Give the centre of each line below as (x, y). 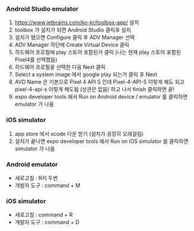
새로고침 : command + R (44, 215)
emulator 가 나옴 (34, 104)
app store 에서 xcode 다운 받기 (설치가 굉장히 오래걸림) (79, 134)
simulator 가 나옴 (35, 148)
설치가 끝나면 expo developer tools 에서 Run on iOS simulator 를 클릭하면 (101, 141)
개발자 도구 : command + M (47, 185)
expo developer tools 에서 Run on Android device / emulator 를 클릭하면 (101, 97)
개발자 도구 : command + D (47, 222)
